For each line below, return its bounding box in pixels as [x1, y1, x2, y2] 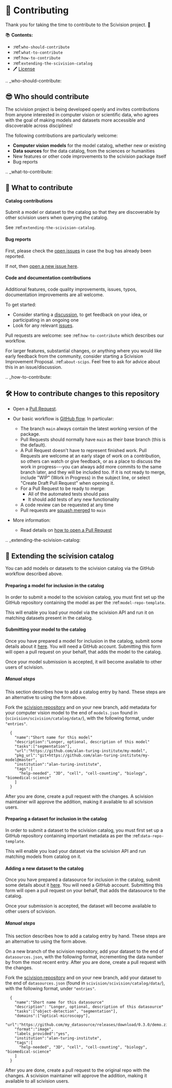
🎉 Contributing [5, 5, 69, 16]
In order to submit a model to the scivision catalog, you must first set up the [5, 594, 165, 600]
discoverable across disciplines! [5, 122, 73, 129]
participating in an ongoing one [12, 317, 79, 323]
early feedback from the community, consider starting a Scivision [5, 353, 143, 359]
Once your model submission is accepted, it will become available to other [5, 659, 162, 665]
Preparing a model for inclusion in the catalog [5, 582, 104, 588]
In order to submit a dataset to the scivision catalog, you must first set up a [5, 827, 163, 833]
